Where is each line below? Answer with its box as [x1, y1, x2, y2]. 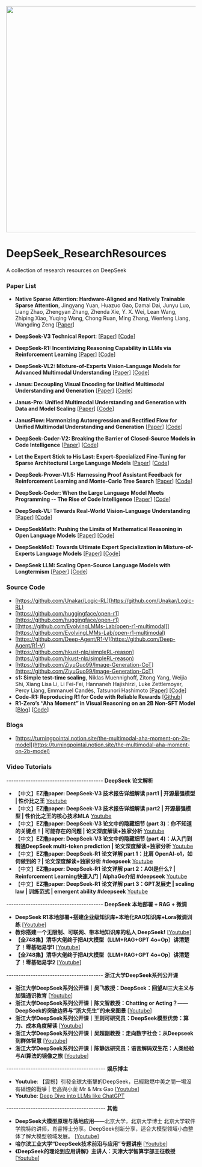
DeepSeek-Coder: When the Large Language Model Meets [14, 489, 164, 497]
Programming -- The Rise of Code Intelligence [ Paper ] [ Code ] [14, 495, 171, 503]
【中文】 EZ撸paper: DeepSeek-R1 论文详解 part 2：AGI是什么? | [14, 865, 176, 873]
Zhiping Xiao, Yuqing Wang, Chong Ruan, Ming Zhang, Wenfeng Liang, [14, 314, 191, 322]
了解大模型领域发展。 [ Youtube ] [20, 1133, 99, 1140]
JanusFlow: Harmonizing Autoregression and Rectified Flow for [14, 417, 177, 424]
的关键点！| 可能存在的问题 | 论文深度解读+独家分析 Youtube [14, 827, 165, 835]
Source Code [6, 583, 45, 591]
